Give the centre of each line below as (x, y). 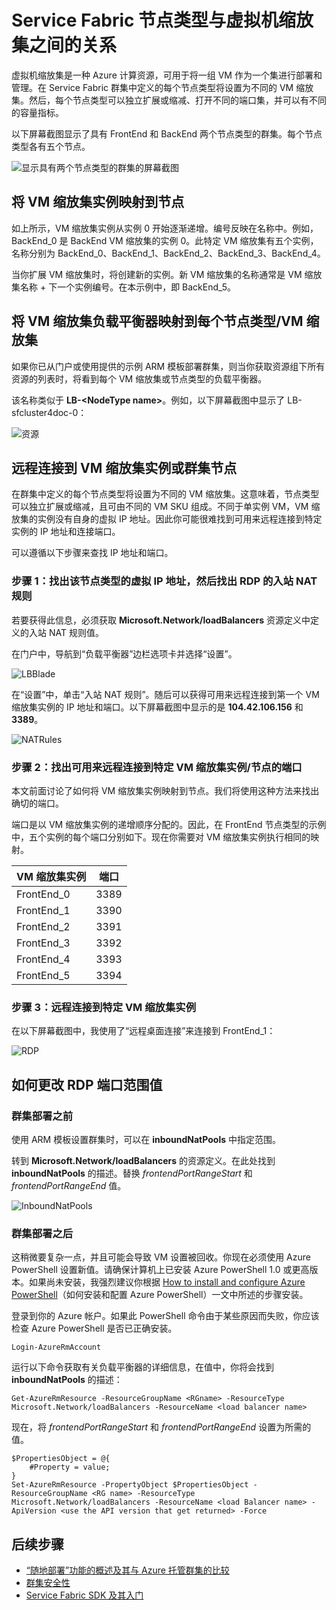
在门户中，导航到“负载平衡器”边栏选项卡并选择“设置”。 (124, 653)
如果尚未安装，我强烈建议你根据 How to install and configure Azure (167, 1282)
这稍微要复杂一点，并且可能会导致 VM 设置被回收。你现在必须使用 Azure (161, 1257)
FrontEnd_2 (43, 926)
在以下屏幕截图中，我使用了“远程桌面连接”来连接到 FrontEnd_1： (143, 1031)
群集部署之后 (42, 1233)
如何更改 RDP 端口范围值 (87, 1084)
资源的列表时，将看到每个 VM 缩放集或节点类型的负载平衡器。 (139, 378)
